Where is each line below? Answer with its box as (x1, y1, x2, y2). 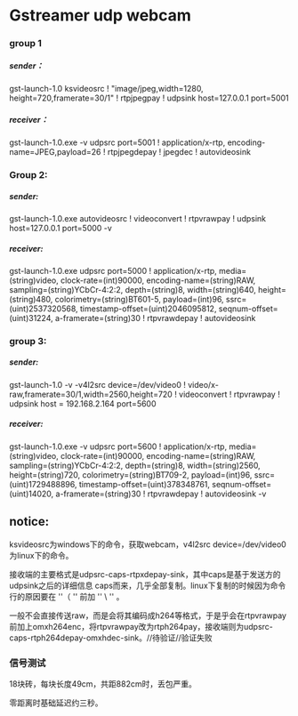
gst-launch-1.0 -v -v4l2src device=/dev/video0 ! (9, 379, 187, 390)
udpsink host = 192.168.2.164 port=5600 (9, 398, 157, 409)
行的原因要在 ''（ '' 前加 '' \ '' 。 (9, 591, 125, 601)
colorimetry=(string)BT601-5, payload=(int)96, (54, 294, 224, 304)
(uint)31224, (9, 312, 53, 323)
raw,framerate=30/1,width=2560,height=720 (9, 389, 173, 399)
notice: (9, 514, 50, 529)
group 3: (9, 334, 47, 347)
